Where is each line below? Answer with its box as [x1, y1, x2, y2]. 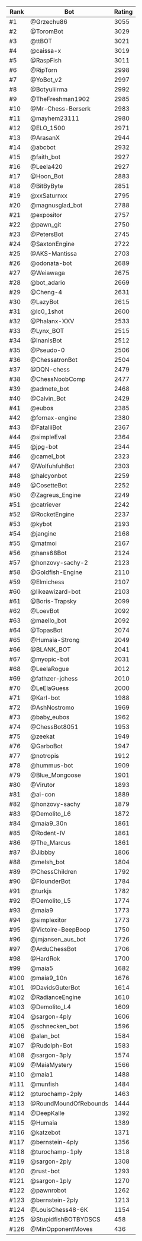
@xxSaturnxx [30, 191, 68, 200]
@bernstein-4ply [30, 1138, 79, 1146]
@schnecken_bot [30, 1022, 79, 1030]
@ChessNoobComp [30, 375, 86, 383]
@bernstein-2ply [30, 1196, 79, 1204]
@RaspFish [30, 56, 62, 64]
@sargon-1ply [30, 1177, 72, 1185]
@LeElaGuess [30, 684, 69, 692]
